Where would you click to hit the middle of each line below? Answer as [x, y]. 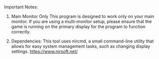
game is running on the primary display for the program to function [78, 27]
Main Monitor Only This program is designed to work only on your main [82, 16]
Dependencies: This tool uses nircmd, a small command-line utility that [82, 41]
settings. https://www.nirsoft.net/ [44, 51]
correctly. [21, 32]
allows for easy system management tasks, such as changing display [80, 46]
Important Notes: [21, 7]
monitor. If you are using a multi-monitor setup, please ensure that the [81, 22]
